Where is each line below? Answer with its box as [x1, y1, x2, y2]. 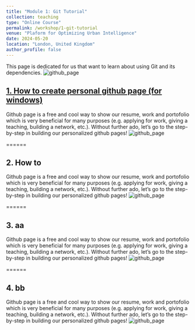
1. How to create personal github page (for [6, 86, 162, 96]
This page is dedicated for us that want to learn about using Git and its [6, 63, 175, 70]
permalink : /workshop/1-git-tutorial [6, 25, 98, 31]
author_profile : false [6, 47, 61, 53]
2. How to [6, 158, 42, 168]
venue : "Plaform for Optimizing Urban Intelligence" [6, 30, 137, 36]
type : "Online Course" [6, 19, 61, 25]
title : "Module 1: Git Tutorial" [6, 8, 88, 15]
